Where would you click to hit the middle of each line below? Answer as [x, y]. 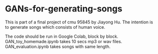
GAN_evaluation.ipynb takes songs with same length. [58, 46]
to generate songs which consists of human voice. [55, 27]
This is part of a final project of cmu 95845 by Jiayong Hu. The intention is [79, 22]
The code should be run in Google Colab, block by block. [62, 36]
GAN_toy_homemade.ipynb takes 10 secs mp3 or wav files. [64, 41]
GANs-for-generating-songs [64, 9]
